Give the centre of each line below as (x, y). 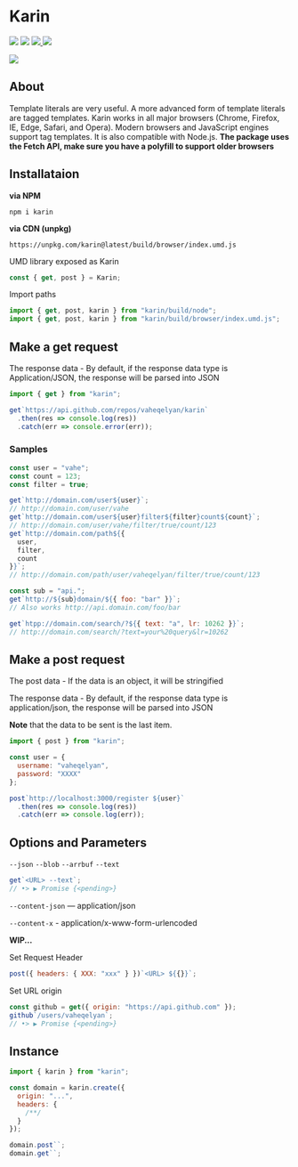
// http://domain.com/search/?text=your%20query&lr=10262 (119, 632)
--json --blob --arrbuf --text (64, 865)
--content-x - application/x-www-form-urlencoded (103, 922)
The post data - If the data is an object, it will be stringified (117, 681)
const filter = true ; (49, 484)
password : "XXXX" (49, 774)
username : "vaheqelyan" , (63, 766)
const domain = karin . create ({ (67, 1088)
